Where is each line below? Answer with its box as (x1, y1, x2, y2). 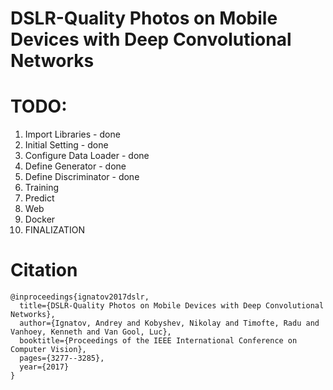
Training (24, 182, 60, 194)
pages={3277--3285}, (19, 353, 105, 364)
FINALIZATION (24, 224, 86, 236)
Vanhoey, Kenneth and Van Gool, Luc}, (10, 327, 172, 337)
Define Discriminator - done (24, 171, 140, 183)
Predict (24, 192, 55, 204)
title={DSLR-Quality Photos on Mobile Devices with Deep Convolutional (19, 301, 325, 311)
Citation (10, 259, 78, 282)
